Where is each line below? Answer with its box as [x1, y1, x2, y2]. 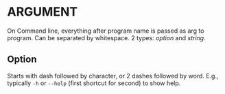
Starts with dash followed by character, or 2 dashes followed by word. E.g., [7, 72, 219, 80]
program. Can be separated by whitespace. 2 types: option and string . [7, 33, 206, 42]
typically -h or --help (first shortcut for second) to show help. [7, 79, 181, 87]
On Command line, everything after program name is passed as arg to [7, 27, 204, 35]
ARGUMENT [7, 4, 78, 20]
